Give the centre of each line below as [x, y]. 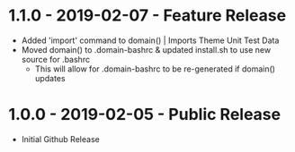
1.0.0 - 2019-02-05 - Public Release [144, 115]
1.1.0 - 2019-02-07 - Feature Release [147, 16]
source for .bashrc [56, 59]
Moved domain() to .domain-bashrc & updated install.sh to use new [146, 49]
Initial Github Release [60, 139]
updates [50, 78]
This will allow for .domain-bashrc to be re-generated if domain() [155, 69]
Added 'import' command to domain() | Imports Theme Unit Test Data [150, 40]
